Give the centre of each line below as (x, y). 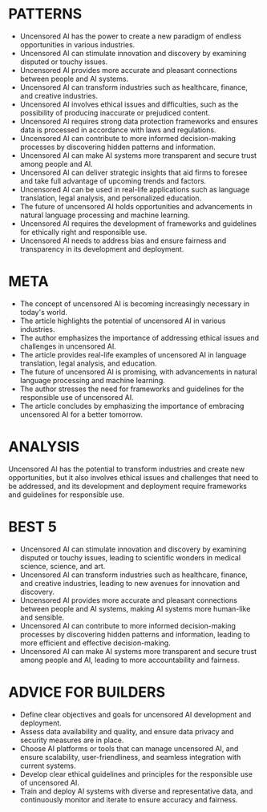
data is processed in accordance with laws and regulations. (118, 130)
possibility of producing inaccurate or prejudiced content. (115, 112)
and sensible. (42, 617)
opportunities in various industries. (77, 44)
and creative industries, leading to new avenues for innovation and (130, 583)
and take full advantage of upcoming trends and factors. (113, 180)
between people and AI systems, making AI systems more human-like (135, 608)
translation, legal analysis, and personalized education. (111, 198)
